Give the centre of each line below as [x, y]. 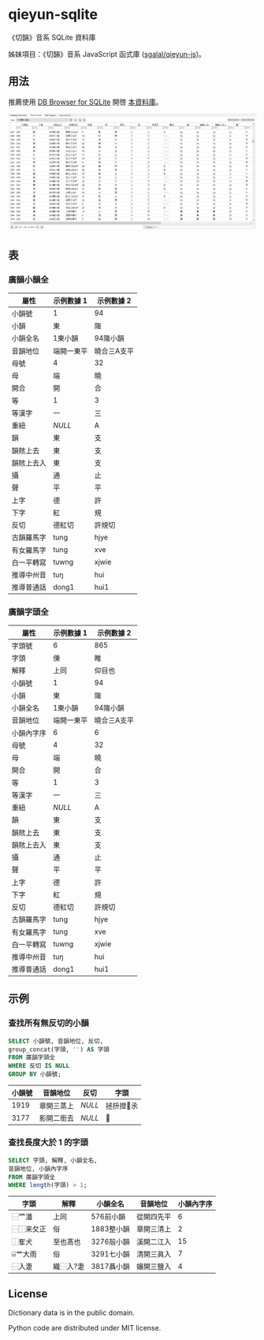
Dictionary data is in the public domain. [72, 1313]
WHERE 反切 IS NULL [39, 1066]
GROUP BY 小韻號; [35, 1074]
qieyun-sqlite [53, 15]
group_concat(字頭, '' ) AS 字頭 [59, 1049]
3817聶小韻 [110, 1267]
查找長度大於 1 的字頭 [48, 1143]
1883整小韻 [110, 1229]
